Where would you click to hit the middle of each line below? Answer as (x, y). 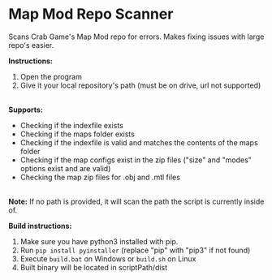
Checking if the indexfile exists (71, 125)
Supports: (26, 110)
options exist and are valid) (65, 168)
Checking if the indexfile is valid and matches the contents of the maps (139, 142)
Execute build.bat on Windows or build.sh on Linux (108, 258)
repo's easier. (31, 45)
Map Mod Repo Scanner (91, 14)
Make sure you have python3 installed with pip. (99, 241)
